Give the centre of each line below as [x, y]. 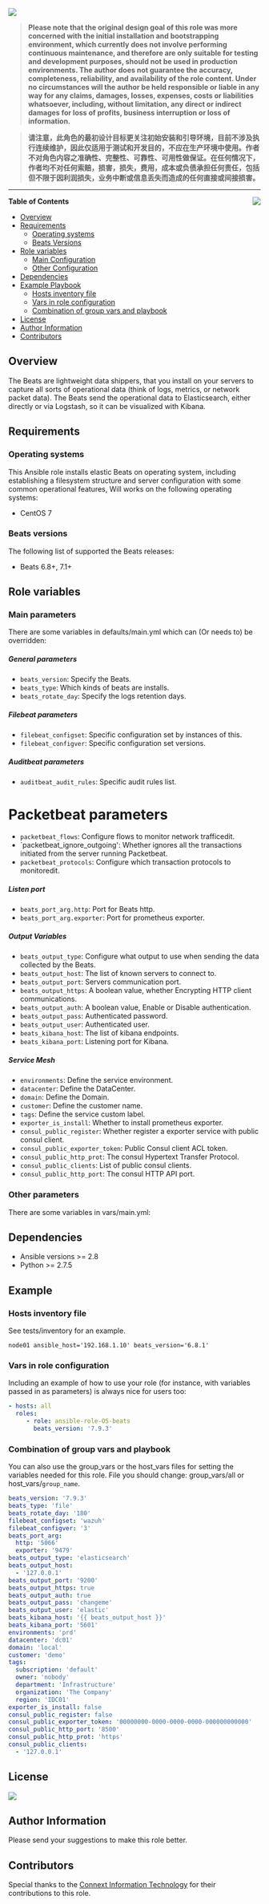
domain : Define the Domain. [64, 1097]
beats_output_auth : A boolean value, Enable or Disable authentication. [135, 1007]
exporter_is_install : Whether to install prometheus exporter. [122, 1123]
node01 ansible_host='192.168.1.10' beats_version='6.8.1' [109, 1346]
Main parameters [42, 615]
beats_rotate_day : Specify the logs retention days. [103, 696]
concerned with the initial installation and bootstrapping [123, 36]
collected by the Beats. [58, 965]
